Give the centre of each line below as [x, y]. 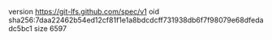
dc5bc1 [20, 28]
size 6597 [50, 28]
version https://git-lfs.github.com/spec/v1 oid [84, 12]
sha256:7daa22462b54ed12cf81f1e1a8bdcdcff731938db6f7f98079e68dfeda [136, 20]
